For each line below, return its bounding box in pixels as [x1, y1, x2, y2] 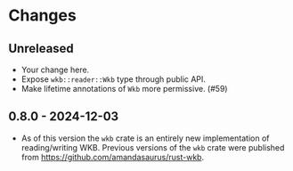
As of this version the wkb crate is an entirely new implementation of [20, 133, 270, 143]
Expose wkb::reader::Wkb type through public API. [20, 74, 207, 85]
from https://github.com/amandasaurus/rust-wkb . [20, 151, 205, 162]
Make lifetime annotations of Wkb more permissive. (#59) [20, 84, 228, 94]
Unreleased [8, 41, 75, 56]
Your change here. [20, 64, 90, 75]
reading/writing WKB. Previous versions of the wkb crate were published [20, 142, 285, 152]
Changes [8, 5, 77, 26]
